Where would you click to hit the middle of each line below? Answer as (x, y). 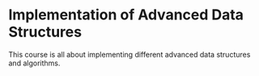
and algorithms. (34, 63)
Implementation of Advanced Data (126, 15)
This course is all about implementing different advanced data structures (129, 54)
